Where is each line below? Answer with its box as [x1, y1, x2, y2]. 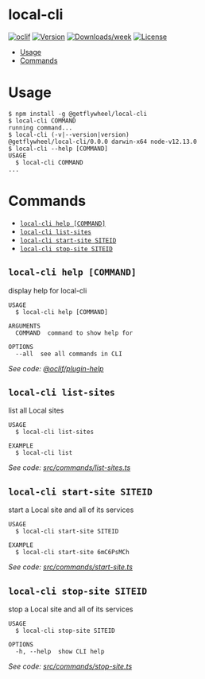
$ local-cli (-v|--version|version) [8, 130, 130, 138]
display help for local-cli [8, 285, 87, 295]
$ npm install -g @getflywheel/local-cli [8, 110, 148, 118]
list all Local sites [8, 405, 64, 415]
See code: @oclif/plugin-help [8, 363, 104, 373]
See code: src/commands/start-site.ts [8, 562, 133, 572]
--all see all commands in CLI [15, 350, 123, 358]
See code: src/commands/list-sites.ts [8, 463, 131, 472]
